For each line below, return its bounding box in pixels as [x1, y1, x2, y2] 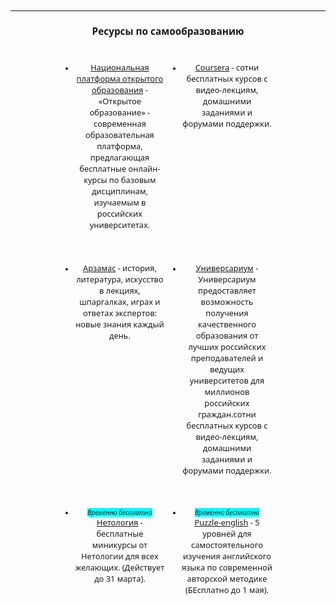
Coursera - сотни [194, 61, 260, 74]
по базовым [108, 174, 157, 187]
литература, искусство [76, 273, 164, 286]
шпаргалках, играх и [79, 296, 161, 308]
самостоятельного [191, 539, 263, 552]
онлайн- [128, 163, 161, 175]
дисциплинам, [91, 185, 148, 198]
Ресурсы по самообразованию [91, 24, 245, 38]
